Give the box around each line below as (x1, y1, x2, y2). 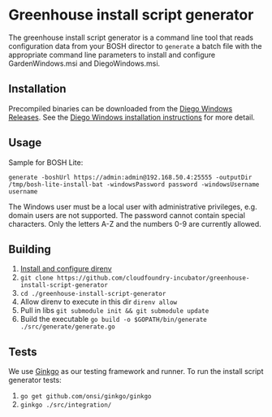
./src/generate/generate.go (19, 323, 115, 331)
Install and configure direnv (19, 264, 112, 274)
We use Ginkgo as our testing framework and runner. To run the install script (8, 367, 264, 376)
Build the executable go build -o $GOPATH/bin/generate (19, 315, 207, 324)
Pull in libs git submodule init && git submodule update (19, 306, 209, 315)
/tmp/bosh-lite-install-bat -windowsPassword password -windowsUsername (8, 180, 260, 189)
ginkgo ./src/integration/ (19, 401, 112, 410)
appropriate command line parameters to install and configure (8, 50, 216, 59)
